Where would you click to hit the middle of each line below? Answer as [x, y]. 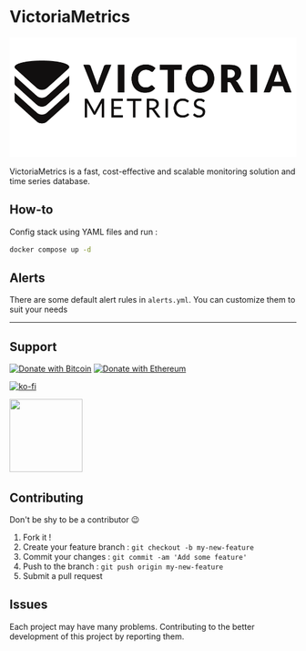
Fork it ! [37, 537]
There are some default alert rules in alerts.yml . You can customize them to [153, 300]
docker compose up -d [51, 249]
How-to [31, 210]
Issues [29, 605]
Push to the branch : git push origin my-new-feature [123, 566]
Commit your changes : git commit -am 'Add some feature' [135, 557]
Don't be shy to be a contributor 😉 [75, 520]
